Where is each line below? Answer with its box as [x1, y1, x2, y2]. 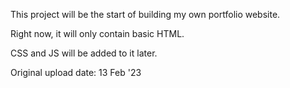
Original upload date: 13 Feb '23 [10, 67, 142, 78]
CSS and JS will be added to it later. [10, 47, 158, 59]
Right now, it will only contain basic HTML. [10, 28, 185, 39]
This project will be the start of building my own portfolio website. [10, 9, 281, 20]
